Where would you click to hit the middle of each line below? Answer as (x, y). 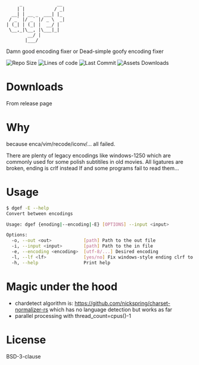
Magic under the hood (62, 286)
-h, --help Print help (61, 263)
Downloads (35, 87)
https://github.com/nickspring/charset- (122, 303)
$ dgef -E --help (28, 208)
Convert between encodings (40, 213)
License (26, 340)
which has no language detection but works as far (111, 309)
